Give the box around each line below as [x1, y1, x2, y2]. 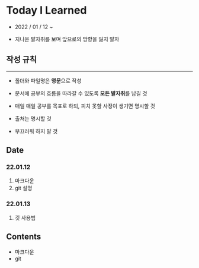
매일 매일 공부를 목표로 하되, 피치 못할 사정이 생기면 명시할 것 [14, 102, 156, 109]
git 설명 [14, 185, 33, 192]
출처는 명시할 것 [14, 115, 52, 122]
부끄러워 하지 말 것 [14, 127, 58, 134]
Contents [6, 232, 41, 242]
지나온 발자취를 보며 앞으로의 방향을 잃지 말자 [14, 35, 120, 42]
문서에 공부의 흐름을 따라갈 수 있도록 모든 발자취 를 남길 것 [14, 90, 147, 97]
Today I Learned [6, 4, 87, 17]
